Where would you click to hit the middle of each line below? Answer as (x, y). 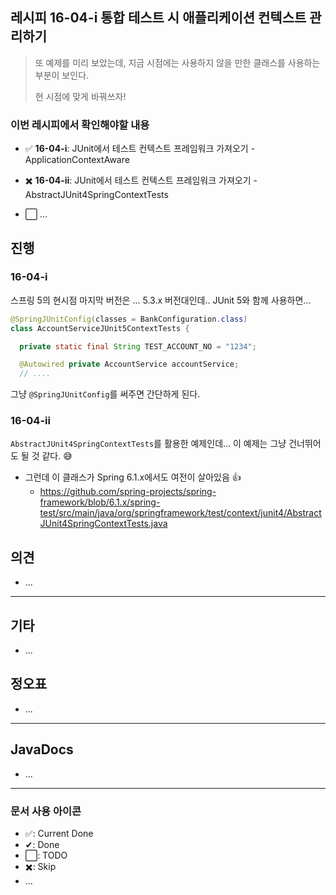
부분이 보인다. (62, 75)
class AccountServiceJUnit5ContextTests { (100, 328)
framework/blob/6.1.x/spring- (100, 502)
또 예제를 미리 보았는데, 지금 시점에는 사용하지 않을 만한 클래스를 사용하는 (177, 62)
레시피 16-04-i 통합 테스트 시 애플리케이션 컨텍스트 (158, 18)
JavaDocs (42, 749)
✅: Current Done (59, 834)
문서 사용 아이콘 (46, 811)
